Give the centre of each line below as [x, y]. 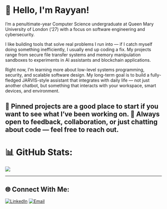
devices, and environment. [32, 91]
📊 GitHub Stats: [39, 152]
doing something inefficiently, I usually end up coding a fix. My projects [78, 49]
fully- [156, 75]
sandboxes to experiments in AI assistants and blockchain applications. [78, 60]
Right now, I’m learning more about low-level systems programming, [75, 70]
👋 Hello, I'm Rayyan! [47, 10]
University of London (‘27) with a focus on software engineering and [75, 29]
